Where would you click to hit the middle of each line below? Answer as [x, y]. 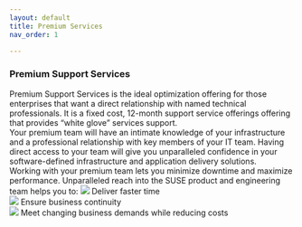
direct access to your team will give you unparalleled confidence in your [143, 151]
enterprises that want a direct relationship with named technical [128, 103]
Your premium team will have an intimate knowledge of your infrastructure [147, 132]
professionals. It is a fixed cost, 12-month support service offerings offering [150, 113]
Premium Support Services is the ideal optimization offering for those [138, 94]
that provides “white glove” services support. [94, 122]
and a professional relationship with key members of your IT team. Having [147, 142]
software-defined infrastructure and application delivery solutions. [133, 161]
